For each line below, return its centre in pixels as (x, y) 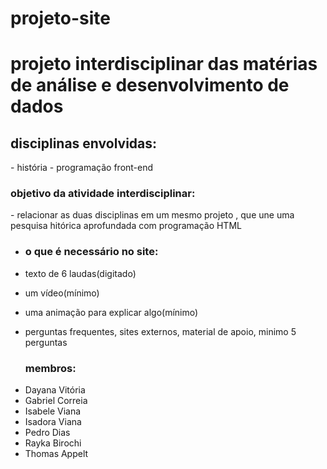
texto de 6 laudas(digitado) (80, 273)
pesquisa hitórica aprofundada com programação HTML (126, 226)
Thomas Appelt (56, 454)
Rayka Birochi (53, 443)
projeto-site (60, 18)
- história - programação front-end (82, 168)
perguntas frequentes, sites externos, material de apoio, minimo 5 (160, 331)
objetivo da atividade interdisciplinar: (103, 194)
